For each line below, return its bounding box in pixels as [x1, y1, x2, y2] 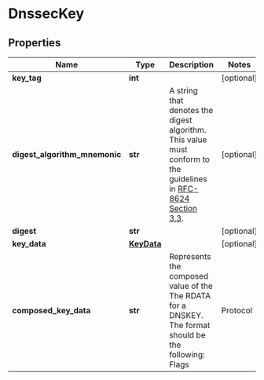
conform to [168, 154, 211, 165]
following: [168, 349, 206, 360]
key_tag [12, 72, 42, 83]
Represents [168, 251, 211, 261]
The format [168, 320, 211, 331]
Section [168, 203, 198, 214]
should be [168, 330, 206, 340]
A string [168, 86, 199, 96]
